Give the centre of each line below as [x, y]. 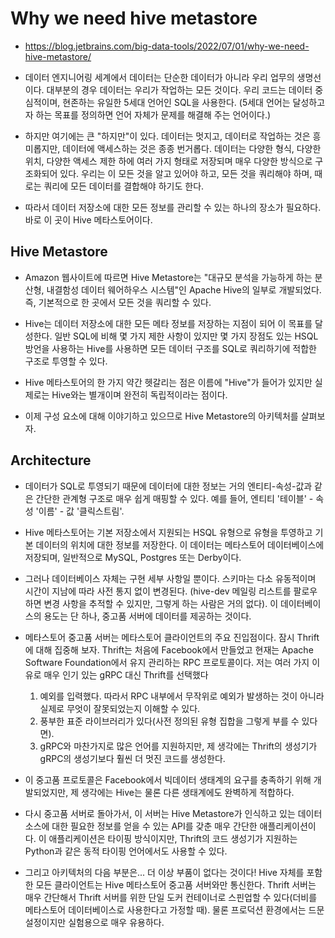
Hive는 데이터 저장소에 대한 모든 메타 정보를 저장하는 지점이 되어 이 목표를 [168, 323]
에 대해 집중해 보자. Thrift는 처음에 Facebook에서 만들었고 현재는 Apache [169, 649]
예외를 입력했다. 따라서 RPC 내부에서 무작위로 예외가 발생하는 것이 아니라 [182, 696]
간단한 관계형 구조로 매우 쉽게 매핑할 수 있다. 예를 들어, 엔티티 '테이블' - [174, 498]
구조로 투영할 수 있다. [66, 361]
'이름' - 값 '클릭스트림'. [80, 511]
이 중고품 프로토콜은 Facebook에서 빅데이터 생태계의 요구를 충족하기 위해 [168, 779]
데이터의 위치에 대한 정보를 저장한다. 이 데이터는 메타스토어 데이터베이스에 [180, 544]
